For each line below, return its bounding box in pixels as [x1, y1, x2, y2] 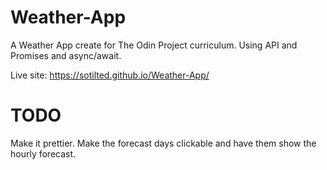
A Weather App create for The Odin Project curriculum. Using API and [10, 39, 298, 51]
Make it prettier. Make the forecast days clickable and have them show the [10, 137, 317, 149]
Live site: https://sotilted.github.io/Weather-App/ [10, 69, 210, 81]
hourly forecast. [10, 147, 77, 160]
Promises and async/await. [10, 49, 122, 61]
